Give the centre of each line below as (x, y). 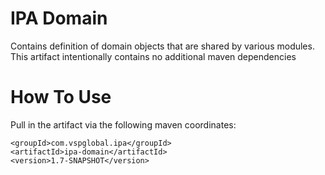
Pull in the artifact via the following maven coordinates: (123, 124)
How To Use (61, 97)
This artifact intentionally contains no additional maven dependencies (153, 56)
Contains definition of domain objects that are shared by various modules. (162, 46)
